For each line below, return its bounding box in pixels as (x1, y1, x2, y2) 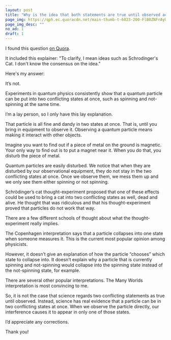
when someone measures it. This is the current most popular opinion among (5, 236, 165, 242)
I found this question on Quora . (5, 46, 70, 51)
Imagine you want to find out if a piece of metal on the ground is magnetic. (5, 142, 162, 148)
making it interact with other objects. (5, 132, 82, 138)
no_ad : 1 (5, 27, 24, 32)
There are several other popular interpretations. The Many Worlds (5, 277, 144, 283)
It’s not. (5, 80, 21, 86)
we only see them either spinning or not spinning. (5, 179, 109, 185)
